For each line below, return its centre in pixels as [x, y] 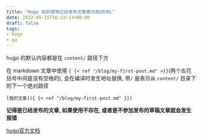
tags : [13, 29]
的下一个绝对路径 [27, 86]
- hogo [14, 34]
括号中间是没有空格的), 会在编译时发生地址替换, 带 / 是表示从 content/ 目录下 [101, 78]
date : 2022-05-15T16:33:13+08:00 [48, 17]
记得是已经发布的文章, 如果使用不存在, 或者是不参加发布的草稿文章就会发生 [99, 110]
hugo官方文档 [23, 131]
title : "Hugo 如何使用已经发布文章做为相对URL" [61, 12]
